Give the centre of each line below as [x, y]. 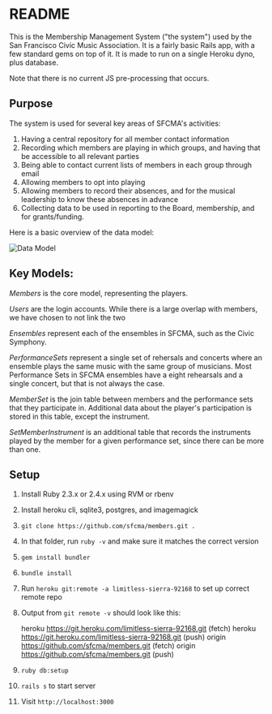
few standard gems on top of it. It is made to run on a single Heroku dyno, [132, 54]
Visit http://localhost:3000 [67, 702]
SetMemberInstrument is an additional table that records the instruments [130, 432]
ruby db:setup [45, 671]
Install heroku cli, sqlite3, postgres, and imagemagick [110, 510]
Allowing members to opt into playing [83, 182]
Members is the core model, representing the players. [99, 293]
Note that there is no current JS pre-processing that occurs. [109, 78]
